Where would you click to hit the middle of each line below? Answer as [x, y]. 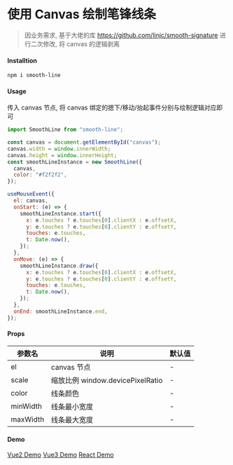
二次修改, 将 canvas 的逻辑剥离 [75, 43]
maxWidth [28, 419]
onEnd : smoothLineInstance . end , [61, 311]
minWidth [26, 406]
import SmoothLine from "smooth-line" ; [65, 130]
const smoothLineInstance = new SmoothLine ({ [75, 162]
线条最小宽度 [72, 406]
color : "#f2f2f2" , [41, 175]
